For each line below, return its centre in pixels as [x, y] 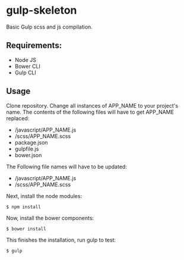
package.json [31, 142]
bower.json [28, 155]
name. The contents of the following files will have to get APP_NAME [90, 112]
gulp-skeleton [42, 10]
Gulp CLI [26, 73]
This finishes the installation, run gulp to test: [61, 240]
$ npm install [24, 207]
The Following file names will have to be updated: [67, 167]
